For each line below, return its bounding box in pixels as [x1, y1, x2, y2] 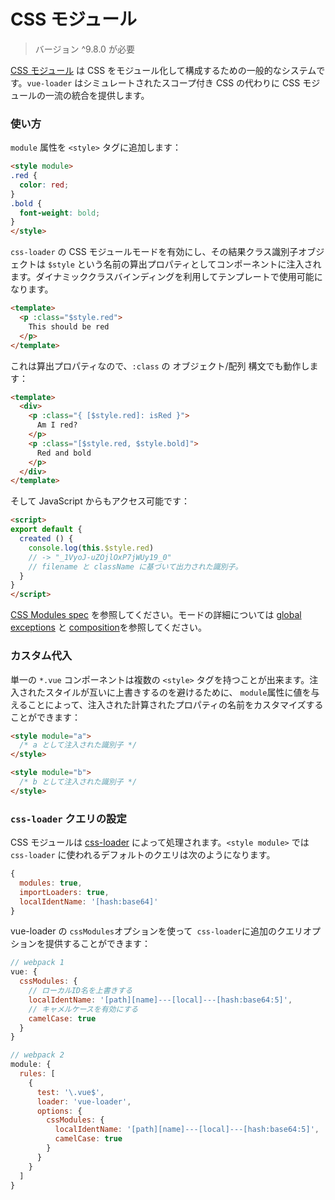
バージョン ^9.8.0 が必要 [34, 43, 135, 55]
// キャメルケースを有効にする [28, 1004, 139, 1014]
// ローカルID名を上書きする [28, 986, 133, 996]
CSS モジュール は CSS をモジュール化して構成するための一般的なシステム [10, 64, 317, 76]
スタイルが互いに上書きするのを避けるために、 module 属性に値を [44, 686, 312, 698]
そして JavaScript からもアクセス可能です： [10, 495, 190, 507]
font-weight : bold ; [19, 208, 101, 218]
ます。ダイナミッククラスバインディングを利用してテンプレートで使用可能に [10, 271, 323, 283]
